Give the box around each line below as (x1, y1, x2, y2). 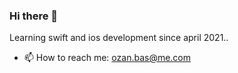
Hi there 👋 (9, 9, 59, 23)
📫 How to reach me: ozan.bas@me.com (23, 52, 192, 64)
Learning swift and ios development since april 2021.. (9, 32, 229, 44)
